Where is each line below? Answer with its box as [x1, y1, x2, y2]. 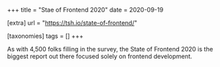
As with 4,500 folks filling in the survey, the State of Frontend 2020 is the [7, 45, 214, 53]
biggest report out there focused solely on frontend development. [7, 52, 193, 60]
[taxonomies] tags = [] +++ [7, 32, 84, 40]
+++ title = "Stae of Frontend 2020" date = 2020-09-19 [7, 6, 164, 14]
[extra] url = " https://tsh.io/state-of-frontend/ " [7, 19, 138, 26]
